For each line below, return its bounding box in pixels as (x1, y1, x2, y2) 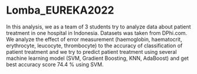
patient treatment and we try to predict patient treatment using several (6, 48, 177, 55)
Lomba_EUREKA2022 (6, 4, 114, 17)
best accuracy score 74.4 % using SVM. (6, 60, 104, 68)
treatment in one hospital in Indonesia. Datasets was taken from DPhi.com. (6, 29, 188, 36)
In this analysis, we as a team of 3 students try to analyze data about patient (6, 23, 191, 30)
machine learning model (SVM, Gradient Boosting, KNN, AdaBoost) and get (6, 54, 189, 62)
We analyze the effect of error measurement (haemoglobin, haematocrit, (6, 36, 182, 43)
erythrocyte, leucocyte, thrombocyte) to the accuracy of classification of (6, 42, 183, 49)
